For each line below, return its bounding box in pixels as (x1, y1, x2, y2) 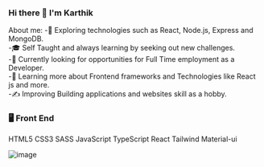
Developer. (8, 63, 44, 73)
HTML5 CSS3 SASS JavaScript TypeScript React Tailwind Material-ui (8, 134, 237, 144)
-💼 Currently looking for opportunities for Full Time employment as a (8, 55, 235, 64)
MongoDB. (8, 34, 44, 43)
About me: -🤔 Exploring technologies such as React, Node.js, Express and (8, 26, 254, 35)
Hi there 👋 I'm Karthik (8, 7, 94, 18)
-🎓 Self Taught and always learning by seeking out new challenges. (8, 43, 236, 53)
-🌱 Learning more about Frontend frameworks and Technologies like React (8, 71, 256, 81)
